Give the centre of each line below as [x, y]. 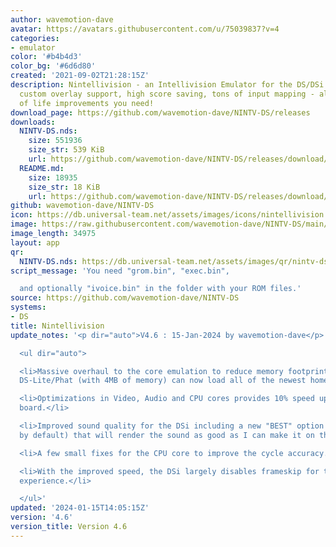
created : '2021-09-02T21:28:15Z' [80, 76]
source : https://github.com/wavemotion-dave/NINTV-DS [125, 298]
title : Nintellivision [57, 326]
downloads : [33, 122]
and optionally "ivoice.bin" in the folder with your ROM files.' [160, 289]
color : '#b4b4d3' [46, 57]
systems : [28, 307]
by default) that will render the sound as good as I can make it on [167, 435]
